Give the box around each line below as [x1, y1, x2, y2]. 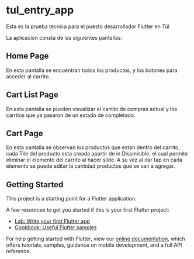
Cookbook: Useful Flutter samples [14, 224, 97, 231]
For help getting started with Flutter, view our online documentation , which [6, 235, 186, 243]
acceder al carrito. [6, 72, 51, 80]
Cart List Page [6, 90, 58, 100]
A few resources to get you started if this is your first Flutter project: [6, 206, 169, 213]
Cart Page [6, 128, 43, 138]
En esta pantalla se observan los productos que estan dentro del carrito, [6, 144, 180, 151]
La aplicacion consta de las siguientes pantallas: [6, 34, 123, 41]
